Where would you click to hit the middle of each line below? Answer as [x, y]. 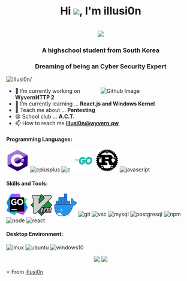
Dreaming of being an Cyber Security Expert [101, 66]
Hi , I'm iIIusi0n [101, 11]
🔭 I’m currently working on [47, 91]
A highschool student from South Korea [101, 50]
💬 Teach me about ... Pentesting [55, 110]
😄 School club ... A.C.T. [45, 117]
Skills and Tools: [27, 183]
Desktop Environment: [35, 234]
